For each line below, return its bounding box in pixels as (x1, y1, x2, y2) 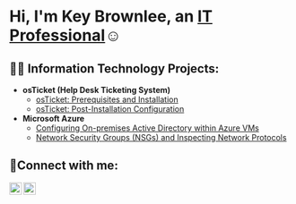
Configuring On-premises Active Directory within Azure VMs (35, 123, 260, 133)
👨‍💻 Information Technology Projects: (9, 61, 220, 76)
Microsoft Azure (22, 114, 85, 123)
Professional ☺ (9, 25, 122, 46)
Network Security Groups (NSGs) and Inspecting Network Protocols (35, 132, 287, 142)
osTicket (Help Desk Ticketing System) (22, 85, 171, 95)
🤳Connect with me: (9, 158, 118, 174)
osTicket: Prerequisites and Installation (35, 94, 179, 105)
